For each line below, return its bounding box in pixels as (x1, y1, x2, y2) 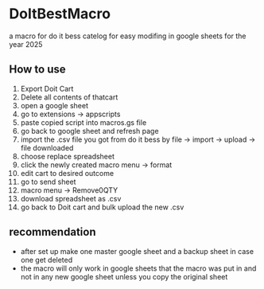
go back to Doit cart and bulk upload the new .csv (20, 202, 184, 212)
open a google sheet (20, 100, 88, 110)
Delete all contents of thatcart (20, 92, 118, 102)
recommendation (9, 225, 96, 239)
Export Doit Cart (20, 84, 74, 93)
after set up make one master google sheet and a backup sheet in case (20, 246, 254, 256)
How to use (9, 63, 66, 76)
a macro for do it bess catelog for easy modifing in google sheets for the (9, 31, 247, 41)
